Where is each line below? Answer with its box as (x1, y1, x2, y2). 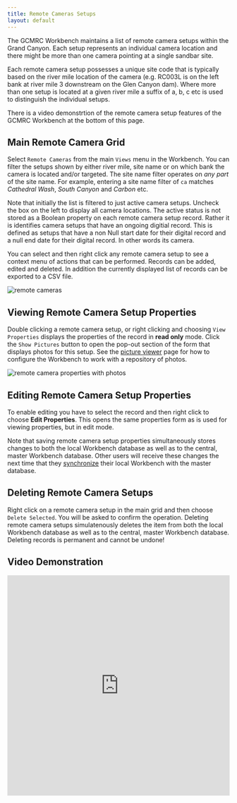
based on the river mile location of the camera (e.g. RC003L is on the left (7, 72, 219, 81)
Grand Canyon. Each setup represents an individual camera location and (7, 44, 218, 52)
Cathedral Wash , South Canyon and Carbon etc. (7, 185, 148, 194)
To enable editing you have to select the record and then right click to (7, 407, 209, 416)
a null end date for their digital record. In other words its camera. (7, 236, 195, 245)
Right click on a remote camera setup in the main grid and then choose (7, 505, 214, 514)
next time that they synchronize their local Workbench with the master (7, 459, 212, 467)
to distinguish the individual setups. (7, 94, 111, 103)
